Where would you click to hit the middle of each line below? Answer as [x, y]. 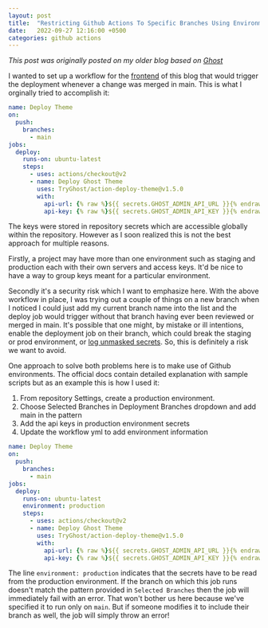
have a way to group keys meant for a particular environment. [110, 276]
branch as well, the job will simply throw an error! [89, 615]
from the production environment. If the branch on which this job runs [123, 582]
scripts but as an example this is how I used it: [84, 383]
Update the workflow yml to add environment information [114, 432]
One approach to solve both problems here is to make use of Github [120, 366]
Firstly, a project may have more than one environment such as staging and [132, 259]
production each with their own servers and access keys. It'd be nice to [126, 267]
